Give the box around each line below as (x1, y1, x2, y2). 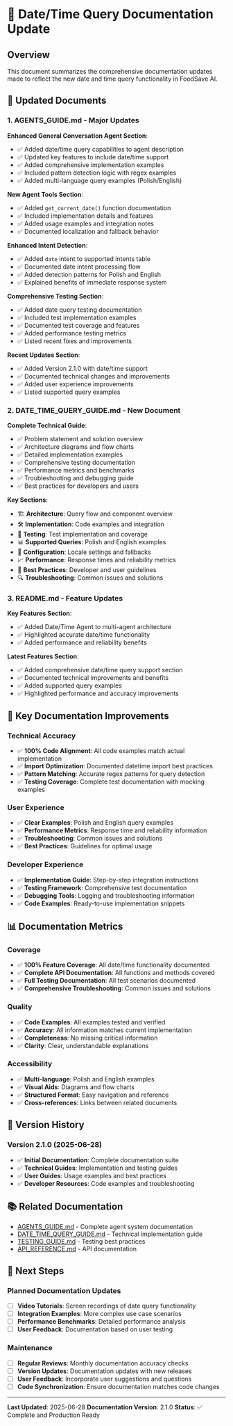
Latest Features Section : (7, 652, 79, 660)
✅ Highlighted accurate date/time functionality (17, 631, 150, 639)
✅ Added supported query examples (17, 681, 123, 690)
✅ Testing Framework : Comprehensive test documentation (17, 883, 187, 892)
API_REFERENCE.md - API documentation (17, 1245, 137, 1253)
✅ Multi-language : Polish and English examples (17, 1075, 155, 1083)
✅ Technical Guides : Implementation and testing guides (17, 1164, 178, 1172)
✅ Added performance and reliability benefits (17, 638, 147, 647)
